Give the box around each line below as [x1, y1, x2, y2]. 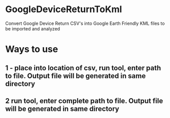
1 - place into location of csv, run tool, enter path [5, 63, 161, 72]
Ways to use [5, 44, 58, 55]
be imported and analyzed [5, 25, 60, 31]
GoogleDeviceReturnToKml [5, 4, 122, 15]
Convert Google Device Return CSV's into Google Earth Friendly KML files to [5, 20, 165, 26]
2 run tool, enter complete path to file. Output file [5, 96, 163, 105]
